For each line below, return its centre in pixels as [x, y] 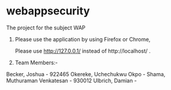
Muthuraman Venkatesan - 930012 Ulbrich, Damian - [71, 80]
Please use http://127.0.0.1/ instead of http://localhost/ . [83, 51]
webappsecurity [48, 11]
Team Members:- [36, 62]
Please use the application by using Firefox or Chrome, [83, 39]
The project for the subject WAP [46, 28]
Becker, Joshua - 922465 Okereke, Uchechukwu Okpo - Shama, [86, 74]
